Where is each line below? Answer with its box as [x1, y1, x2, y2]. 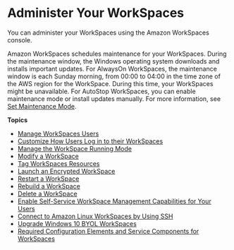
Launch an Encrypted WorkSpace [17, 167, 116, 175]
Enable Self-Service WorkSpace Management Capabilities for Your [17, 196, 211, 206]
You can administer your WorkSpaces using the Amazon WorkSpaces [7, 28, 209, 37]
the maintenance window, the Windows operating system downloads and [7, 56, 220, 65]
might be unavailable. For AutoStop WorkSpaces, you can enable [7, 87, 196, 95]
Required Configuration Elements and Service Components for [17, 227, 199, 235]
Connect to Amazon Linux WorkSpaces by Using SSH [17, 212, 173, 220]
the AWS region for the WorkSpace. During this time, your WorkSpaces [7, 79, 214, 88]
